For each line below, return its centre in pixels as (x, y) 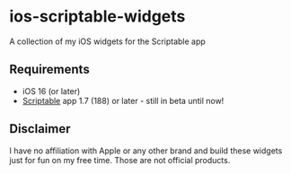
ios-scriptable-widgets (97, 17)
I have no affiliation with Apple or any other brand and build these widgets (146, 151)
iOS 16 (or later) (51, 91)
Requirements (49, 70)
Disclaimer (40, 129)
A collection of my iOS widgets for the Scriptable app (108, 41)
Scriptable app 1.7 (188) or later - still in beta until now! (123, 100)
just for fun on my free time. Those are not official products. (120, 160)
